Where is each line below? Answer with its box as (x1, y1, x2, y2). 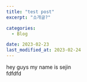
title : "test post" (6, 8, 55, 15)
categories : (6, 25, 36, 31)
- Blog (11, 31, 28, 37)
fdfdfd (6, 70, 22, 77)
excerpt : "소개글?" (6, 14, 51, 20)
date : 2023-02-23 (6, 41, 49, 48)
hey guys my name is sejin (6, 63, 72, 71)
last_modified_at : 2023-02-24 (6, 47, 82, 53)
